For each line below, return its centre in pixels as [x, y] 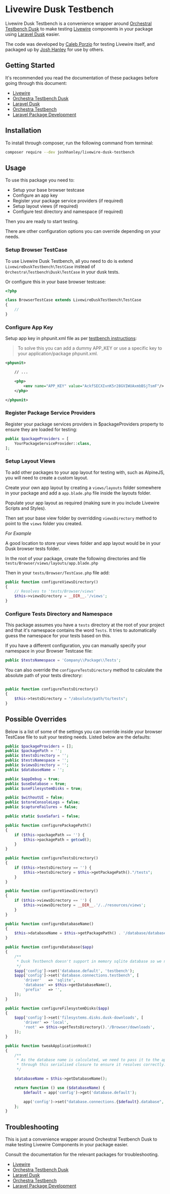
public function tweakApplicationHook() [49, 1046]
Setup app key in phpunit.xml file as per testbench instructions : [71, 339]
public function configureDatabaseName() [50, 924]
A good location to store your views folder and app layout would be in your [83, 543]
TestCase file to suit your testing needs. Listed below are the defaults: [78, 737]
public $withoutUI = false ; [35, 798]
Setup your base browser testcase [48, 190]
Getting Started [30, 65]
